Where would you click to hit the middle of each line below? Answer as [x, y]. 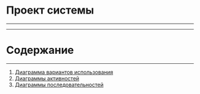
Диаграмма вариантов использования [64, 72]
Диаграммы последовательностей [59, 85]
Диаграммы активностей [47, 78]
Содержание [40, 50]
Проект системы [50, 10]
